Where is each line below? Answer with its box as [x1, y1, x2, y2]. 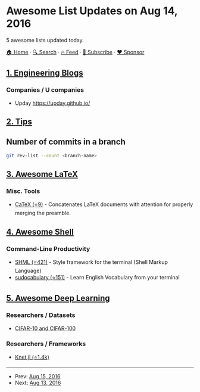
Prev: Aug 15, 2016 [14, 373, 61, 380]
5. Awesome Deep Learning [6, 293, 110, 303]
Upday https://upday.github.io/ [14, 99, 90, 107]
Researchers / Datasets [6, 311, 76, 319]
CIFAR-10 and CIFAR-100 [14, 325, 76, 332]
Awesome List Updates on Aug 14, [6, 4, 178, 18]
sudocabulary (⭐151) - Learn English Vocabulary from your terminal [14, 274, 180, 281]
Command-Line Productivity [6, 244, 90, 253]
